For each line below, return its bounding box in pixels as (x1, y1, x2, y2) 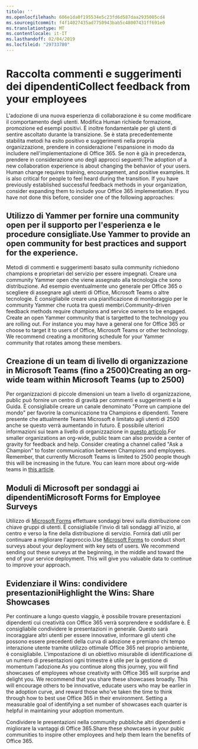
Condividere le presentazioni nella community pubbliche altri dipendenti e (6, 719, 186, 726)
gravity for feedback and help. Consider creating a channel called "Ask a (6, 441, 183, 448)
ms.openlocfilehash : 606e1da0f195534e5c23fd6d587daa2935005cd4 (6, 14, 165, 20)
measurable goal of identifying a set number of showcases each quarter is (6, 701, 187, 708)
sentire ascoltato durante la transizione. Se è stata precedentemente (6, 131, 173, 138)
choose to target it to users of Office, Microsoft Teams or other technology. (6, 326, 189, 333)
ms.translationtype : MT (6, 25, 65, 31)
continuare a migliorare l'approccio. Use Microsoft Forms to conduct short (6, 536, 186, 544)
